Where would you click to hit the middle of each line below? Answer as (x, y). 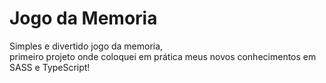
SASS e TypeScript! (50, 67)
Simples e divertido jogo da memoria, (86, 46)
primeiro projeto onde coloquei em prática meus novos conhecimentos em (163, 56)
